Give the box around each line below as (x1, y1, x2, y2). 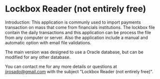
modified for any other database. (5, 54, 71, 60)
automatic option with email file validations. (5, 39, 92, 45)
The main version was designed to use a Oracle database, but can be (5, 49, 144, 55)
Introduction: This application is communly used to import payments (5, 19, 141, 25)
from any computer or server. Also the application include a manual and (5, 35, 148, 40)
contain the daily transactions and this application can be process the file (5, 29, 151, 35)
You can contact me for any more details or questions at (5, 64, 117, 69)
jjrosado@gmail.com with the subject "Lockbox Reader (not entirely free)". (5, 68, 154, 74)
